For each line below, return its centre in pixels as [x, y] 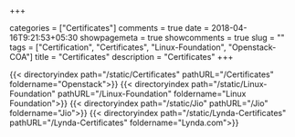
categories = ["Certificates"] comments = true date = [110, 28]
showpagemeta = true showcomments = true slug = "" [182, 38]
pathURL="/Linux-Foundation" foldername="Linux [152, 93]
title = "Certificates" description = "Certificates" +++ [134, 57]
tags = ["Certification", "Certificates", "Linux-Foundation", [118, 47]
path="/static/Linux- [229, 84]
